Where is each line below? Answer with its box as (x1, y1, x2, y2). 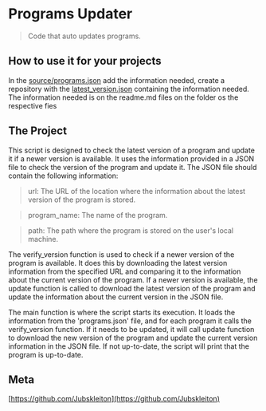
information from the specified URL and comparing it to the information (8, 267, 241, 276)
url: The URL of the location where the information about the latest (27, 186, 245, 196)
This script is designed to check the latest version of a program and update (8, 145, 255, 155)
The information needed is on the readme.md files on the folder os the (8, 93, 239, 102)
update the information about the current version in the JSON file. (8, 292, 224, 302)
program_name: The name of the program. (27, 210, 168, 219)
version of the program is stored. (27, 195, 136, 204)
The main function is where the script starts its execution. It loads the (8, 307, 236, 317)
